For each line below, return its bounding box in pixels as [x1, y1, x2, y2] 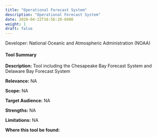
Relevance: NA [5, 78, 37, 84]
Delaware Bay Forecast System [5, 68, 70, 74]
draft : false [5, 26, 33, 31]
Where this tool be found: [5, 127, 60, 133]
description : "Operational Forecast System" [5, 12, 101, 17]
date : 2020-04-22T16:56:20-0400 [5, 17, 73, 22]
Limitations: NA [5, 117, 39, 123]
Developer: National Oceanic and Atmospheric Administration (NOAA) [5, 40, 151, 46]
